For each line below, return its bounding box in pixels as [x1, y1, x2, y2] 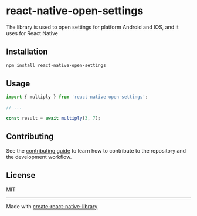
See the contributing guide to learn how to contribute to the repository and [6, 147, 186, 154]
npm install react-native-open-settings [6, 62, 107, 68]
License [6, 170, 36, 180]
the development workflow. [6, 153, 72, 160]
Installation [6, 47, 48, 57]
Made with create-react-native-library [6, 203, 98, 210]
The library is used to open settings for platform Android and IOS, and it [6, 23, 179, 31]
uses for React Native [6, 29, 59, 36]
